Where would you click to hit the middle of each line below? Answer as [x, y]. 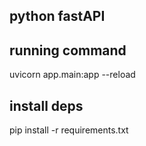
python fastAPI [57, 16]
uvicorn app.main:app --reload [72, 75]
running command [68, 50]
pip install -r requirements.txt [69, 130]
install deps [46, 105]
